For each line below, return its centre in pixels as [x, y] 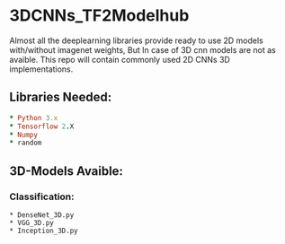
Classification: [42, 196]
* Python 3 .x [34, 118]
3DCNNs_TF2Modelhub [99, 16]
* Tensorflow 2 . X [42, 126]
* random [26, 143]
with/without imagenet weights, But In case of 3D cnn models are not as [142, 49]
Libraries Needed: [61, 97]
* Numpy [24, 135]
